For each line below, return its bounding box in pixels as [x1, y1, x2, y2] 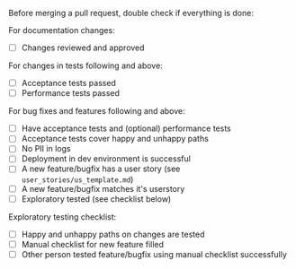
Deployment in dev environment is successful [21, 153, 191, 164]
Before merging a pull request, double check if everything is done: [8, 8, 254, 18]
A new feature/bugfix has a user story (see [21, 163, 181, 174]
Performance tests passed [21, 88, 121, 99]
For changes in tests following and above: [8, 60, 163, 71]
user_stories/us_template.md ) [21, 174, 134, 185]
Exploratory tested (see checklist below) [21, 193, 172, 204]
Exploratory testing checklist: [8, 211, 117, 222]
